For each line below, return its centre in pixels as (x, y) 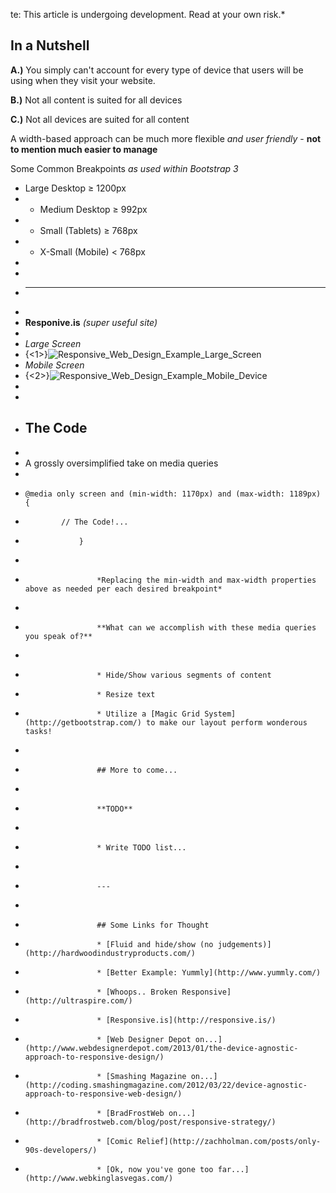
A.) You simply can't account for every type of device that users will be (157, 70)
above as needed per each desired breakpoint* (123, 589)
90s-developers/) (61, 1150)
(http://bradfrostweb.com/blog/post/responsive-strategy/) (150, 1122)
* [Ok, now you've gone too (155, 1169)
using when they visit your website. (83, 80)
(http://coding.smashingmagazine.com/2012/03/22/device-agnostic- (166, 1085)
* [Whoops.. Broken (137, 992)
